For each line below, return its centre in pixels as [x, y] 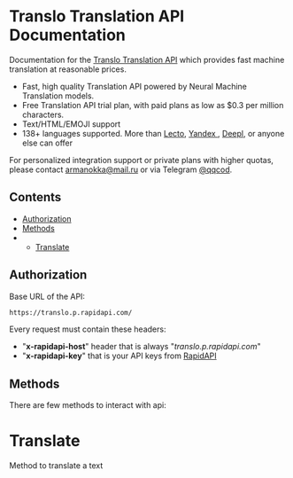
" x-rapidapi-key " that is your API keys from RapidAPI [119, 356]
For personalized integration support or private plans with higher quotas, [142, 160]
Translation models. [58, 96]
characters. [43, 114]
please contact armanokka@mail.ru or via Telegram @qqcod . [121, 169]
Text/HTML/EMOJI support [71, 124]
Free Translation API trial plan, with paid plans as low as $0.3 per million [153, 105]
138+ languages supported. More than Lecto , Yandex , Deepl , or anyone [153, 133]
